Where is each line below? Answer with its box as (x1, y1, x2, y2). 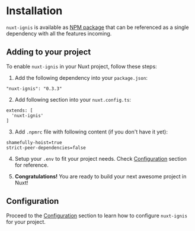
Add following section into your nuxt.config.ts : (14, 96, 132, 103)
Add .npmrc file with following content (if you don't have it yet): (14, 128, 168, 135)
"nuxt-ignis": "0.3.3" (6, 86, 62, 92)
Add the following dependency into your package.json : (14, 74, 148, 81)
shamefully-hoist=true (6, 139, 62, 145)
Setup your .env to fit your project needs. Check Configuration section (14, 155, 187, 162)
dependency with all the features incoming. (6, 30, 112, 37)
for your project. (6, 218, 46, 225)
